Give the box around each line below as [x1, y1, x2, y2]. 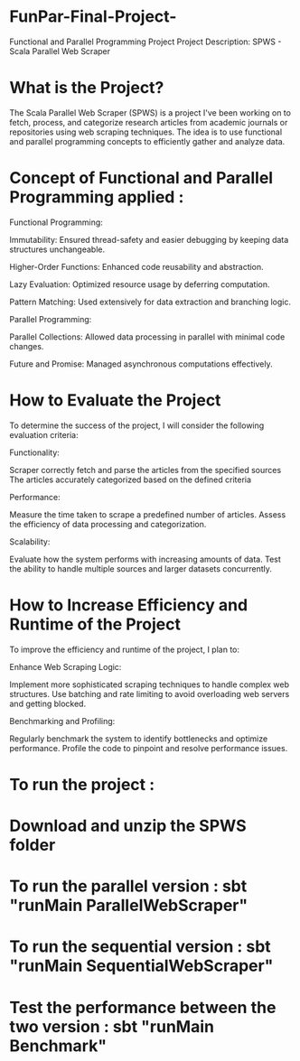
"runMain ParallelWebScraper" [9, 896, 248, 916]
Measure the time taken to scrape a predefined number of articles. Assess [9, 508, 286, 520]
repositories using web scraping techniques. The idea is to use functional [9, 126, 283, 137]
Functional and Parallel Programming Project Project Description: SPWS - [9, 36, 282, 47]
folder [9, 835, 56, 855]
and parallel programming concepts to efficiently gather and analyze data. [9, 135, 286, 146]
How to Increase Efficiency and [9, 594, 248, 615]
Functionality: [9, 447, 61, 458]
